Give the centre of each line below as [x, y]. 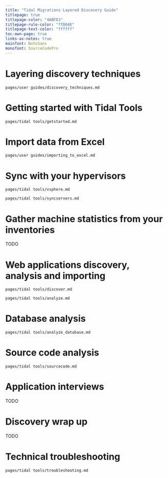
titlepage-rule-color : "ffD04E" [40, 24]
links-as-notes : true [29, 39]
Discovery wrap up [46, 422]
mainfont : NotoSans [26, 44]
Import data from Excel [55, 142]
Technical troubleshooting [63, 457]
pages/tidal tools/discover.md [39, 289]
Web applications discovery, [68, 265]
